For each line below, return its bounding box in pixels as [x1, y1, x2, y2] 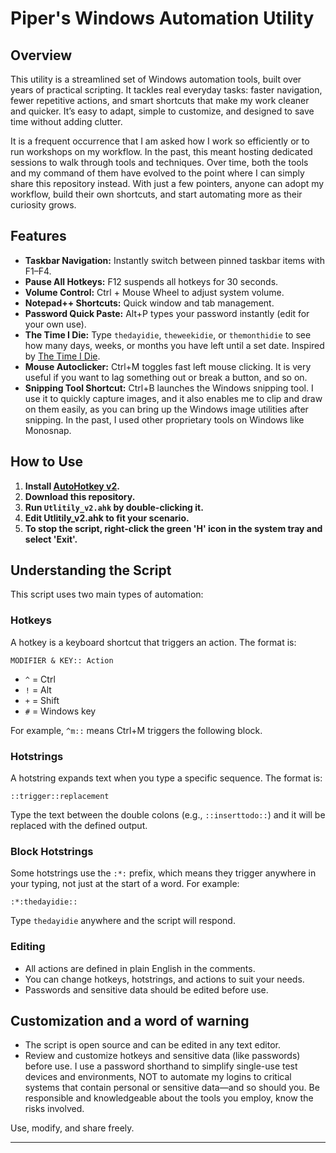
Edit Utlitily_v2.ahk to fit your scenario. [24, 512, 190, 524]
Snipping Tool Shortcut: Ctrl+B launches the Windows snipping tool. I [24, 382, 314, 394]
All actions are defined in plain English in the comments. [24, 962, 256, 974]
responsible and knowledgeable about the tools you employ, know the [24, 1092, 314, 1104]
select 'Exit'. [24, 533, 78, 545]
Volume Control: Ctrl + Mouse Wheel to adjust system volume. [24, 286, 285, 298]
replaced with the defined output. [10, 820, 148, 832]
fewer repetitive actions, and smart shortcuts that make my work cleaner [10, 95, 310, 106]
